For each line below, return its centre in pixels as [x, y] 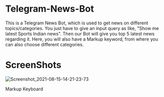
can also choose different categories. [45, 44]
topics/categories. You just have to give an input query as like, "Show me [82, 28]
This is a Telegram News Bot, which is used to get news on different [77, 23]
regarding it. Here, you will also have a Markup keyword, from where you [82, 39]
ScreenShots [33, 65]
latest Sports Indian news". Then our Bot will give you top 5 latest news [80, 34]
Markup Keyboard [24, 89]
